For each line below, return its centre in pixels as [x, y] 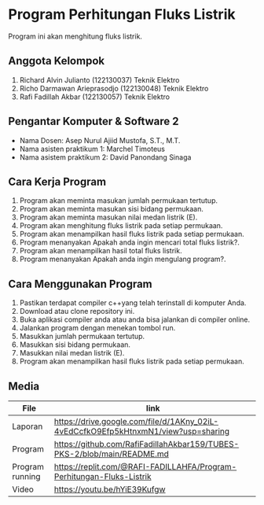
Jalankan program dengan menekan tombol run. [97, 328]
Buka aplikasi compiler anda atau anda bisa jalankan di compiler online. [135, 319]
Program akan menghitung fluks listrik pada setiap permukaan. [121, 226]
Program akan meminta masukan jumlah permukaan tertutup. [119, 201]
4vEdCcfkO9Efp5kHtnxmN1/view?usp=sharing [142, 431]
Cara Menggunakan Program [81, 284]
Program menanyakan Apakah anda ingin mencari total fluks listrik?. [129, 242]
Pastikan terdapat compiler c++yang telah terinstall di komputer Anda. [133, 303]
